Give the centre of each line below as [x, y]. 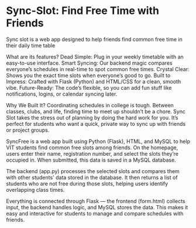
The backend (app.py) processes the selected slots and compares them [93, 171]
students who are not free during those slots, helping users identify [87, 183]
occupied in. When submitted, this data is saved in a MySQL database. [91, 160]
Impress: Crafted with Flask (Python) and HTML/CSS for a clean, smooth [94, 81]
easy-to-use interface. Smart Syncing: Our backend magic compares [89, 63]
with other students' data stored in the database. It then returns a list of [92, 177]
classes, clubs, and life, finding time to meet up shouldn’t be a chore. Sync [96, 111]
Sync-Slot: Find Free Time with [83, 11]
